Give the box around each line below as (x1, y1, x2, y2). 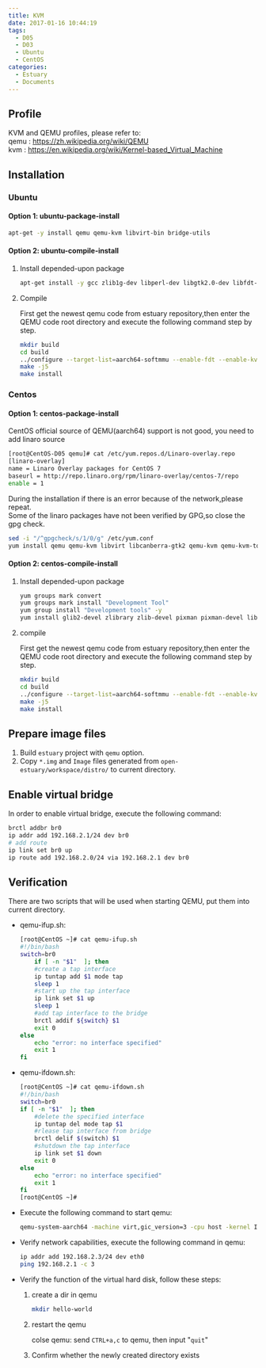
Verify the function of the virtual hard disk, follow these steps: (19, 1275, 222, 1284)
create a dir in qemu (31, 1290, 97, 1299)
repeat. (8, 502, 32, 512)
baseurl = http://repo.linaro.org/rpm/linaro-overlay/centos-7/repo (8, 472, 239, 480)
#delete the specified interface (34, 1112, 145, 1121)
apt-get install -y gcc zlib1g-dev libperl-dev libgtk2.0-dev (19, 279, 230, 287)
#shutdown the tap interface (34, 1142, 131, 1150)
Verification (8, 875, 68, 889)
